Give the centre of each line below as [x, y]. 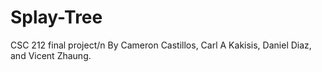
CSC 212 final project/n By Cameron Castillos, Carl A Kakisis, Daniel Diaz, [161, 45]
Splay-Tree [56, 17]
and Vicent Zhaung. [51, 55]
